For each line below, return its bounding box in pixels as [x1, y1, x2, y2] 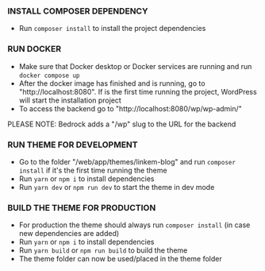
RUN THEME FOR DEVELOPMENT [7, 139, 138, 150]
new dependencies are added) [18, 229, 120, 238]
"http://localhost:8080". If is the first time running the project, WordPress [18, 87, 257, 96]
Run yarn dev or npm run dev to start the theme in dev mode [18, 182, 215, 192]
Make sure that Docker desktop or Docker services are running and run [18, 61, 252, 71]
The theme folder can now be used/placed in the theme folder [18, 254, 223, 264]
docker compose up [18, 72, 80, 79]
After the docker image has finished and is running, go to [18, 78, 205, 88]
